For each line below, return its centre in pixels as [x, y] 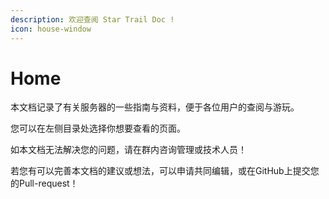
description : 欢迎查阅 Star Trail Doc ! [92, 19]
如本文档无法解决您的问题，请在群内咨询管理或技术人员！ [128, 150]
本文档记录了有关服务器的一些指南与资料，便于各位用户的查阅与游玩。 [155, 107]
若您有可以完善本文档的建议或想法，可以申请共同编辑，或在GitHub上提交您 [165, 171]
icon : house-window [51, 29]
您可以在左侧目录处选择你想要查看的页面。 [98, 128]
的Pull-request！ [44, 183]
